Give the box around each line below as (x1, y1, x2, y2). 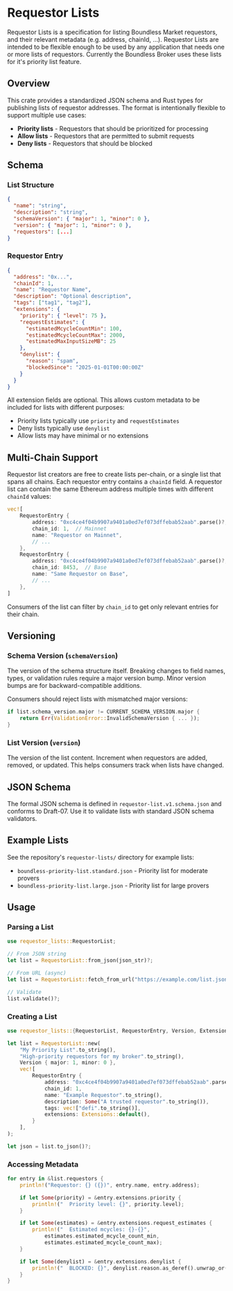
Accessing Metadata (7, 1160, 78, 1169)
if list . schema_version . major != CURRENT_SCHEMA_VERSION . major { (7, 708, 200, 716)
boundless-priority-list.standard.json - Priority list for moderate (17, 866, 208, 874)
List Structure (7, 180, 55, 190)
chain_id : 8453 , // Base (32, 564, 107, 571)
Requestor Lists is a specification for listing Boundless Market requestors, (7, 28, 218, 36)
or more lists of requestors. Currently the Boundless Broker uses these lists (7, 50, 222, 58)
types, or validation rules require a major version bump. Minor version (7, 674, 207, 682)
